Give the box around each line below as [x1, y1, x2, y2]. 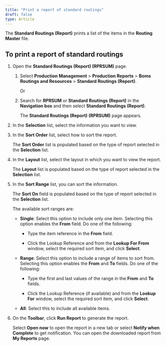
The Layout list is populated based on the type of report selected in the [12, 166, 160, 172]
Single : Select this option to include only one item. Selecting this [19, 216, 153, 222]
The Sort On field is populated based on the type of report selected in [12, 191, 156, 197]
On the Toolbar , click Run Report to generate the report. [12, 315, 129, 321]
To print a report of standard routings [5, 50, 123, 58]
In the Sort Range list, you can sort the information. [12, 181, 118, 187]
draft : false [5, 12, 32, 17]
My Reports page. [12, 336, 50, 342]
